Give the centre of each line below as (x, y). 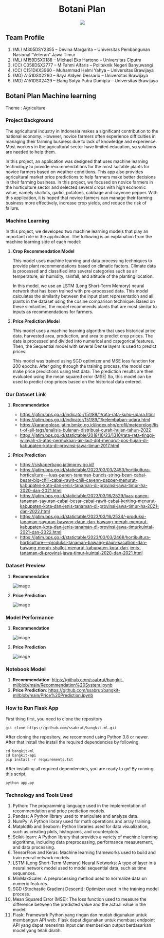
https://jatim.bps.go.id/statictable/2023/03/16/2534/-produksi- (83, 516)
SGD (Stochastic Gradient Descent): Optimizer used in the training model (85, 889)
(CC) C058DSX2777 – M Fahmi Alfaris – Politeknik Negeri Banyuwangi (83, 65)
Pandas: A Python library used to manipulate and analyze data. (75, 816)
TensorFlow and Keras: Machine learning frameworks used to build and (84, 852)
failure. (13, 208)
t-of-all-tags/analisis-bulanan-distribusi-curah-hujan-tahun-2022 (85, 430)
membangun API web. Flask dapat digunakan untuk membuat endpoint (84, 920)
